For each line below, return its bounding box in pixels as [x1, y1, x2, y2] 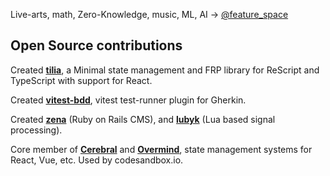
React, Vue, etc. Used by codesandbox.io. [10, 154, 184, 166]
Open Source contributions [10, 37, 183, 54]
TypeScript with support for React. [10, 74, 153, 86]
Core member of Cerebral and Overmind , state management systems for [10, 143, 313, 155]
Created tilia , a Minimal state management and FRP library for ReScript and [10, 64, 320, 76]
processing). [10, 124, 63, 136]
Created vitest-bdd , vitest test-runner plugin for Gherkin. [10, 94, 247, 106]
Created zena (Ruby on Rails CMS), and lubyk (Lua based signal [10, 113, 276, 125]
